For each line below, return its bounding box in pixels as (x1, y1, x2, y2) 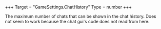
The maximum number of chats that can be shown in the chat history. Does (5, 14, 156, 19)
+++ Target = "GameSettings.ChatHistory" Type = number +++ (5, 4, 132, 10)
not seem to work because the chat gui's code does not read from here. (5, 19, 150, 24)
